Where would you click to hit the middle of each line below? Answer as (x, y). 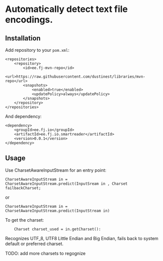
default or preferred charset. (34, 244)
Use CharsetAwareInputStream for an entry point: (56, 170)
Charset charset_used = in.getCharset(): (57, 229)
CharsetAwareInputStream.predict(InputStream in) (58, 211)
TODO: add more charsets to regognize (45, 253)
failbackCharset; (23, 188)
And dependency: (23, 116)
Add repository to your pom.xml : (37, 50)
